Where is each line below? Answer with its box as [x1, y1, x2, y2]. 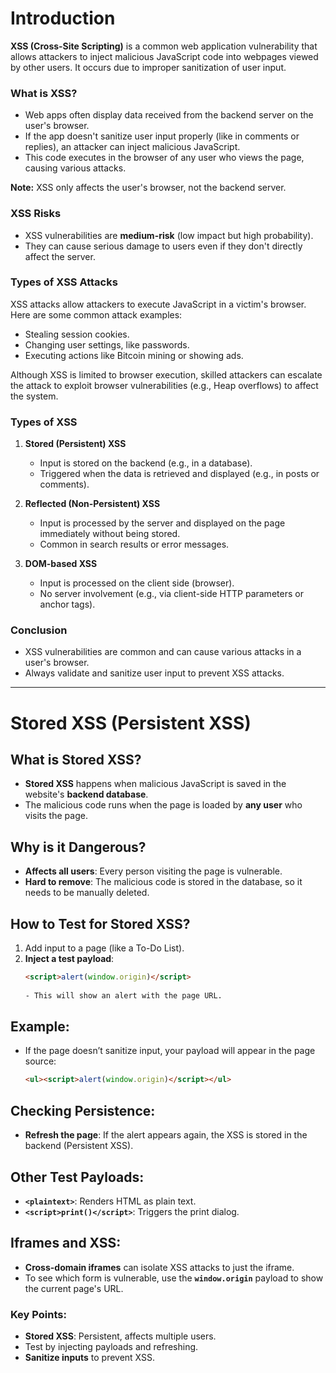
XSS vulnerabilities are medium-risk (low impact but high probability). [24, 229, 314, 241]
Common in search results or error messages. [39, 538, 230, 551]
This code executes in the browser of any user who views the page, [24, 152, 305, 164]
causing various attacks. [24, 162, 127, 174]
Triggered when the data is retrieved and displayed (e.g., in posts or [39, 468, 320, 480]
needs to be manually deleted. [24, 887, 150, 899]
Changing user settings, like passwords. [24, 338, 190, 351]
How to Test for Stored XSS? [10, 915, 191, 932]
